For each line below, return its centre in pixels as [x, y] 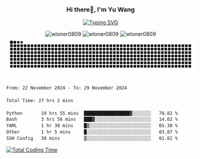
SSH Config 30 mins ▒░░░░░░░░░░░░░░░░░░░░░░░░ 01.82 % [92, 139]
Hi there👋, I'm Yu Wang [101, 10]
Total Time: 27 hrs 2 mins [40, 100]
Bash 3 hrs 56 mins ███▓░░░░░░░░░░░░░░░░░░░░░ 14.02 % [92, 120]
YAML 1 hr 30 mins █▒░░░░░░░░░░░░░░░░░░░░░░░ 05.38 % [92, 126]
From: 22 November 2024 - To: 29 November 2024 [67, 88]
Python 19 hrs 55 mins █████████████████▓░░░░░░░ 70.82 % [92, 113]
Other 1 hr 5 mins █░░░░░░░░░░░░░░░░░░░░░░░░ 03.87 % [92, 132]
